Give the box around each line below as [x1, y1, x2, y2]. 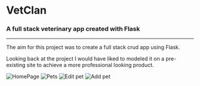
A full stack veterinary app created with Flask [6, 25, 140, 33]
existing [6, 62, 26, 69]
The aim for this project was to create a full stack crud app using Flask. [6, 44, 180, 51]
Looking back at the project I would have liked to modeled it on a [6, 55, 165, 62]
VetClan [6, 4, 47, 17]
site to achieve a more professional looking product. [26, 62, 154, 69]
